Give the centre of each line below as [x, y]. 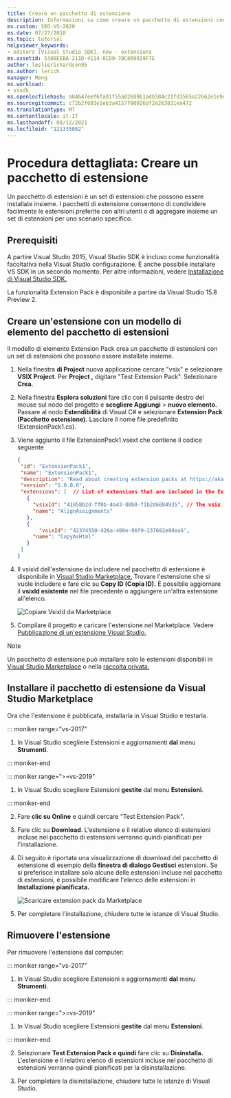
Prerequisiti [33, 240]
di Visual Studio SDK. [37, 279]
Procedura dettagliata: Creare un [103, 163]
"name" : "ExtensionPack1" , [59, 473]
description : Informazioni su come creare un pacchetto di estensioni [110, 20]
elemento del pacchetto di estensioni [88, 332]
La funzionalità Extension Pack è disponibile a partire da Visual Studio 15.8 [112, 292]
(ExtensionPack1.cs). [47, 426]
